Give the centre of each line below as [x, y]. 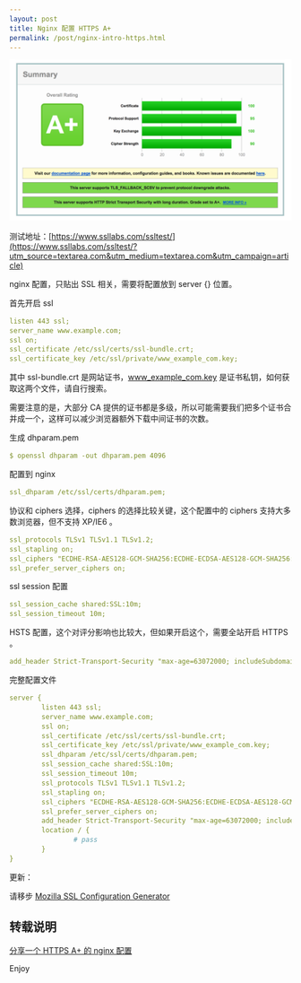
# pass [86, 840]
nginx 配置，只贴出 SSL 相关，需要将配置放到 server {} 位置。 [123, 283]
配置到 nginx [33, 474]
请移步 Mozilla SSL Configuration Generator [90, 896]
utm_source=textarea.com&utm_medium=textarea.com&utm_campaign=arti [149, 256]
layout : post [34, 19]
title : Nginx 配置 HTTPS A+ [60, 28]
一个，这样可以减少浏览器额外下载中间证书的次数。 [119, 419]
